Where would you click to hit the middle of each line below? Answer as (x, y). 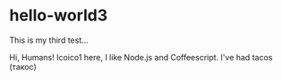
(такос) (23, 67)
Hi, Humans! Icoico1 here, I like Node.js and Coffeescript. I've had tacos (141, 57)
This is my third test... (49, 40)
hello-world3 (59, 16)
